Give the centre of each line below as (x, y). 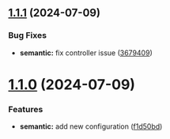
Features (26, 109)
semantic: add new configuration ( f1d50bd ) (91, 126)
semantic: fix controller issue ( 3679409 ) (86, 53)
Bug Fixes (28, 36)
